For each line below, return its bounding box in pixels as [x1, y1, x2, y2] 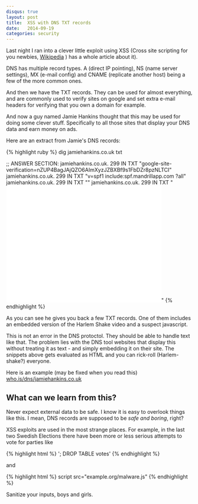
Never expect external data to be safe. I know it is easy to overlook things [6, 408, 185, 415]
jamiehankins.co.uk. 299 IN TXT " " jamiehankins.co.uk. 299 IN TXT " [6, 179, 173, 186]
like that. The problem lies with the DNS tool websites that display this [6, 339, 176, 346]
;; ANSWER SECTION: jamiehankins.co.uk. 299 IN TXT [6, 160, 138, 167]
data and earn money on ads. [6, 126, 78, 133]
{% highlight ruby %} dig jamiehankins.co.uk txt [6, 149, 122, 156]
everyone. [26, 358, 51, 365]
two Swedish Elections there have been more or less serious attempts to [6, 432, 182, 439]
